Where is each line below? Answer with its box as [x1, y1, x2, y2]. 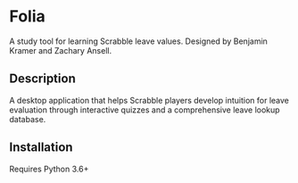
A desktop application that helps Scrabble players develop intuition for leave [9, 95, 290, 105]
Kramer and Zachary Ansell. [9, 45, 112, 55]
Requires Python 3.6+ [9, 163, 89, 174]
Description [9, 71, 76, 87]
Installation [9, 140, 73, 155]
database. [9, 113, 46, 124]
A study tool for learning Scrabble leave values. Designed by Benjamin [9, 36, 268, 46]
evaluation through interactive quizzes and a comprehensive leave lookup [9, 104, 280, 115]
